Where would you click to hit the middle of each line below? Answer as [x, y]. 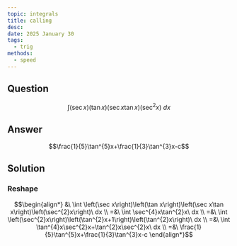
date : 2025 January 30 [41, 34]
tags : [15, 40]
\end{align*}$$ [171, 234]
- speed [25, 60]
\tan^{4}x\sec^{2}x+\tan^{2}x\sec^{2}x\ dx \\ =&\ [107, 227]
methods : [20, 54]
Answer [25, 129]
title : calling [30, 21]
